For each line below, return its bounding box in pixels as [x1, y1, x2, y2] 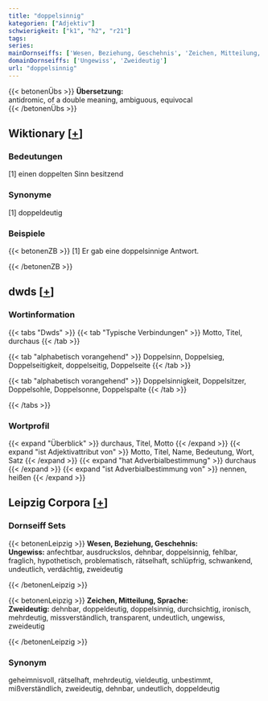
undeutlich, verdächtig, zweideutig [8, 564, 123, 574]
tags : [8, 34, 27, 43]
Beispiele [8, 227, 46, 239]
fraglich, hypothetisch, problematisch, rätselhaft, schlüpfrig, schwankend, [8, 555, 254, 565]
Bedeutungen [8, 151, 63, 162]
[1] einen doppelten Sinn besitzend [8, 169, 124, 179]
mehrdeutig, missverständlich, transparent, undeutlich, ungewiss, [8, 612, 225, 622]
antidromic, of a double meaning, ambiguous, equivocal [8, 94, 193, 105]
